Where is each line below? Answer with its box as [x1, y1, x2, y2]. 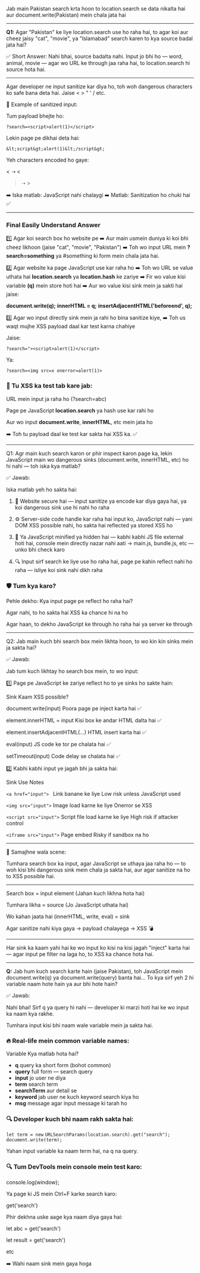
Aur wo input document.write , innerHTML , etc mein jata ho [6, 418, 153, 425]
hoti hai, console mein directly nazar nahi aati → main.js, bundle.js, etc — [14, 539, 194, 546]
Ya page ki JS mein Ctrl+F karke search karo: [6, 1190, 117, 1197]
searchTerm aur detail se [14, 1087, 77, 1094]
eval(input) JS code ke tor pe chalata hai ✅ [6, 740, 111, 747]
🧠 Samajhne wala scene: [6, 848, 67, 855]
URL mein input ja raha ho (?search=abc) [6, 395, 107, 402]
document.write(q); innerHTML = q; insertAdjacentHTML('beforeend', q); [6, 302, 192, 310]
